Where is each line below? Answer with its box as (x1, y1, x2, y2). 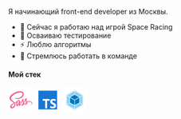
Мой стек (8, 69, 41, 79)
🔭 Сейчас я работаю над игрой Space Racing (19, 22, 173, 31)
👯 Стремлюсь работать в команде (19, 51, 138, 61)
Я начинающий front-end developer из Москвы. (8, 7, 169, 16)
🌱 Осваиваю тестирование (19, 31, 112, 40)
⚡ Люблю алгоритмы (19, 40, 92, 49)
